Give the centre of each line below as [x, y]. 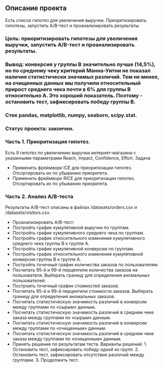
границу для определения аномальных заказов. [64, 297]
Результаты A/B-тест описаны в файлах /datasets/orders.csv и [71, 207]
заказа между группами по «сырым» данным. [62, 318]
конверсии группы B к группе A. [47, 259]
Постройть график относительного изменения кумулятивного [79, 238]
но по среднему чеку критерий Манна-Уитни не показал [78, 70]
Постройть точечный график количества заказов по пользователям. [85, 265]
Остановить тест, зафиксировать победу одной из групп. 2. [76, 350]
